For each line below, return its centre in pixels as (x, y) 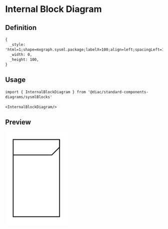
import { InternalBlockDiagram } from (45, 92)
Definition (21, 28)
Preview (18, 122)
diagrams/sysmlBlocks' (29, 97)
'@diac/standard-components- (118, 92)
